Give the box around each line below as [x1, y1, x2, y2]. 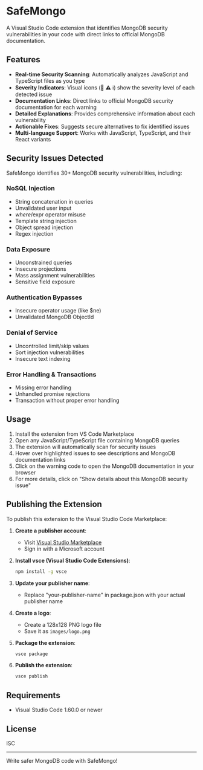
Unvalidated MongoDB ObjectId [14, 313, 94, 321]
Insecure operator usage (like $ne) [14, 307, 101, 314]
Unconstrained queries [14, 259, 72, 267]
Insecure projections [14, 265, 66, 273]
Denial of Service [6, 328, 58, 337]
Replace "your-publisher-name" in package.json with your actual [24, 591, 185, 598]
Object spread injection [14, 224, 74, 231]
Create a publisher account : [14, 527, 86, 534]
